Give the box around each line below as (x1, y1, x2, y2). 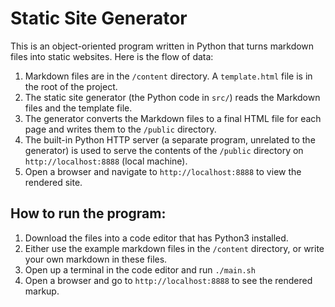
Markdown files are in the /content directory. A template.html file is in (24, 70, 313, 82)
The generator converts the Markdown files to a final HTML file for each (24, 112, 322, 124)
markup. (24, 285, 60, 297)
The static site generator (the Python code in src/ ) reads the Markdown (24, 91, 321, 103)
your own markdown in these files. (24, 253, 168, 265)
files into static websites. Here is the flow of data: (10, 50, 214, 62)
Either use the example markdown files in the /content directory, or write (24, 242, 325, 254)
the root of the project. (24, 80, 118, 92)
